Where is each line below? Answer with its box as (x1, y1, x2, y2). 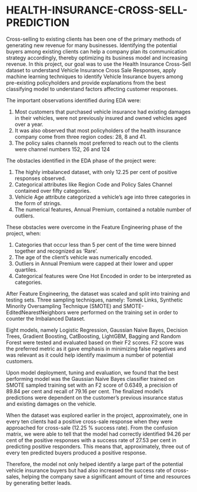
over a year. (14, 121, 44, 128)
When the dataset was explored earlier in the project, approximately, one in (6, 411, 188, 419)
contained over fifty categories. (14, 187, 91, 194)
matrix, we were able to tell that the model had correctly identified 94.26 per (6, 430, 191, 437)
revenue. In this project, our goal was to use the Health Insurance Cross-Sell (6, 60, 191, 68)
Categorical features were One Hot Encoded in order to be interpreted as (14, 272, 192, 279)
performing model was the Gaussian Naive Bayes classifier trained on (6, 375, 175, 382)
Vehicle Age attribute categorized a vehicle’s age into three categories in (14, 193, 191, 200)
